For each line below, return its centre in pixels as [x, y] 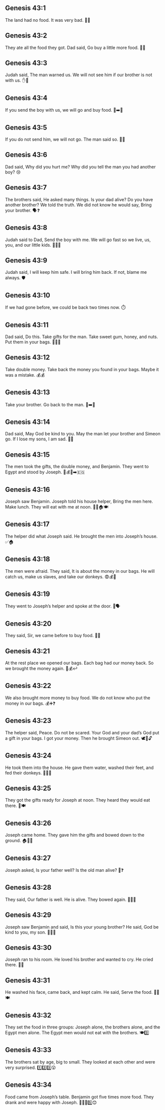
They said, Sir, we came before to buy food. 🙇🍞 [53, 636]
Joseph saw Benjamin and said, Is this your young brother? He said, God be [82, 927]
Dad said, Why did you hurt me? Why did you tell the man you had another [81, 167]
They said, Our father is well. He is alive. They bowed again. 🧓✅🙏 [71, 899]
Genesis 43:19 [28, 594]
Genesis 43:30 [28, 948]
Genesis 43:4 [26, 98]
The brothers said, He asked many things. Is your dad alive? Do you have [79, 199]
